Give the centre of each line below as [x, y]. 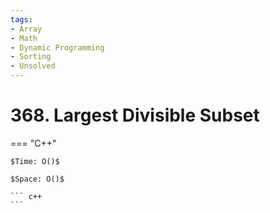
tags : [21, 19]
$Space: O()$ [37, 179]
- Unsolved [33, 66]
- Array [26, 29]
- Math [24, 38]
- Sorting [31, 57]
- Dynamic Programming [57, 47]
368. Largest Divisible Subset [135, 115]
